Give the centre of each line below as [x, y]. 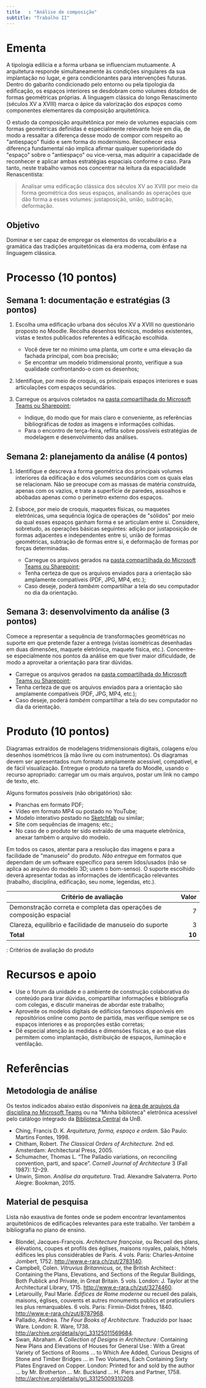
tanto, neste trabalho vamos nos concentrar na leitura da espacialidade [96, 168]
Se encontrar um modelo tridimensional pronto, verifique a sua [103, 363]
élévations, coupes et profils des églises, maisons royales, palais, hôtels [106, 1248]
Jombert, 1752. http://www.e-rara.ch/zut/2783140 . [79, 1261]
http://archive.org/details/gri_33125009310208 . [75, 1378]
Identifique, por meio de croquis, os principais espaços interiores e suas [106, 381]
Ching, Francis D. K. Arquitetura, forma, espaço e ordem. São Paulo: [101, 1131]
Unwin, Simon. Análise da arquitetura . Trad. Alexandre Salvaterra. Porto [106, 1176]
